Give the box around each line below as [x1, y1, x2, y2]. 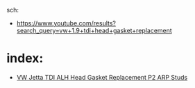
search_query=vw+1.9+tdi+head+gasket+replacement [16, 27, 173, 34]
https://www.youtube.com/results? [16, 19, 116, 27]
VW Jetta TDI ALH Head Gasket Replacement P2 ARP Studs [16, 73, 188, 81]
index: [6, 51, 44, 66]
